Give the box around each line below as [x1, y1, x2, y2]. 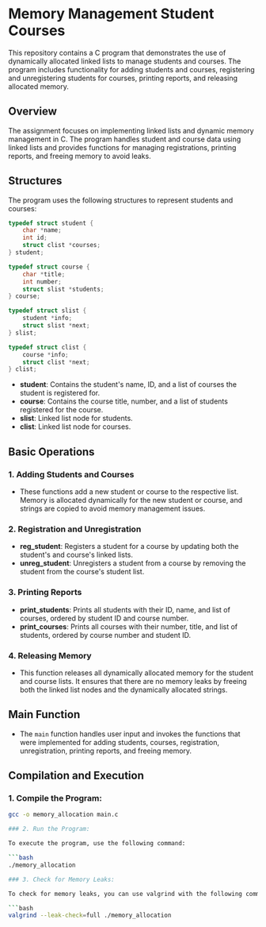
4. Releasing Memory [8, 650, 93, 661]
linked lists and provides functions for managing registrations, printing [8, 142, 237, 152]
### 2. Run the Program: [8, 825, 90, 833]
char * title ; [22, 270, 66, 278]
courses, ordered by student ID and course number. [19, 613, 189, 623]
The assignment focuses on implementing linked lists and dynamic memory [8, 126, 255, 135]
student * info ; [22, 315, 73, 323]
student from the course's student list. [19, 567, 145, 577]
